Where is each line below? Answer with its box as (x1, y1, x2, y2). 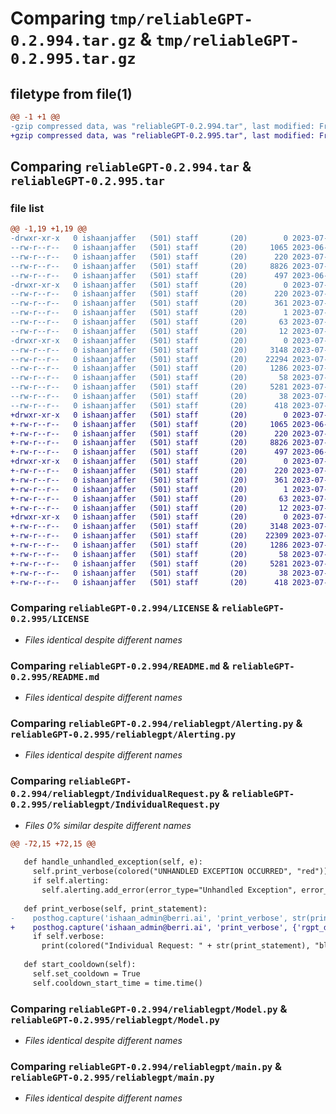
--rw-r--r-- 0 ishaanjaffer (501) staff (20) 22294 (10, 354, 288, 364)
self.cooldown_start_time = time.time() (32, 978, 203, 988)
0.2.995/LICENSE (10, 613, 90, 625)
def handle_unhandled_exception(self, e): (23, 857, 203, 867)
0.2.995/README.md (10, 671, 100, 682)
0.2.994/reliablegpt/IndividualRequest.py (10, 788, 220, 800)
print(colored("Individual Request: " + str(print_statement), (41, 941, 311, 951)
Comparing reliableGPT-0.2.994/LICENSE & (10, 601, 220, 615)
